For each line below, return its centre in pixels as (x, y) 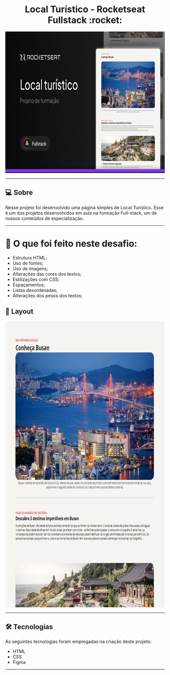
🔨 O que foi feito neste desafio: (71, 243)
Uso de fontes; (28, 263)
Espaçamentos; (29, 285)
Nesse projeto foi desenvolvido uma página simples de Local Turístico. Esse (84, 208)
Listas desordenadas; (35, 290)
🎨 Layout (19, 312)
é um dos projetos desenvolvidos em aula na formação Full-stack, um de (81, 213)
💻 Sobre (19, 193)
